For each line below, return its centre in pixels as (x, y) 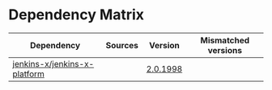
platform (28, 74)
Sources (122, 45)
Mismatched (225, 40)
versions (225, 50)
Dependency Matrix (76, 15)
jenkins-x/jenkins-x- (53, 63)
